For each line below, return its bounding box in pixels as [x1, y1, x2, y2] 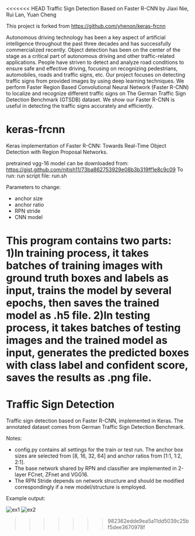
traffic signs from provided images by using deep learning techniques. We [6, 77, 184, 84]
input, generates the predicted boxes [6, 346, 190, 360]
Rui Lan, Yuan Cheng [6, 11, 57, 18]
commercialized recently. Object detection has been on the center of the [6, 46, 181, 53]
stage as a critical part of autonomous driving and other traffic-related [6, 53, 175, 59]
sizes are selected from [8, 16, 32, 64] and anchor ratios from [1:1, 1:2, [14, 452, 182, 459]
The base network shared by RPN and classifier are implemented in [14, 465, 177, 472]
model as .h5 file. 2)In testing [6, 309, 151, 322]
